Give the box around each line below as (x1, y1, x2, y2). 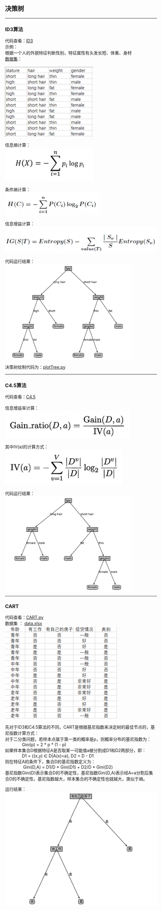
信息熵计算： (5, 142, 30, 148)
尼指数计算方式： (5, 730, 39, 736)
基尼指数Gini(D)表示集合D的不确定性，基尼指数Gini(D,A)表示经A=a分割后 (5, 770, 149, 776)
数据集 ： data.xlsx (5, 621, 42, 626)
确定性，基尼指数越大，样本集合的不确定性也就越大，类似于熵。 (21, 776, 148, 782)
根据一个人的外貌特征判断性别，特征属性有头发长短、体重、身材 (5, 50, 132, 56)
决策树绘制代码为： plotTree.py (5, 364, 66, 370)
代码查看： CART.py (5, 615, 44, 621)
